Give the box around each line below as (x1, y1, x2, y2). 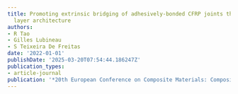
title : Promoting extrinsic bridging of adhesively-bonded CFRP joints (7, 10, 223, 18)
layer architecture (13, 17, 72, 24)
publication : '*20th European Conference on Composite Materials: (7, 76, 208, 83)
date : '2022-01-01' (7, 50, 65, 57)
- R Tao (7, 30, 30, 37)
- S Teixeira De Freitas (7, 43, 81, 50)
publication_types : (7, 63, 65, 70)
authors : (7, 23, 33, 30)
